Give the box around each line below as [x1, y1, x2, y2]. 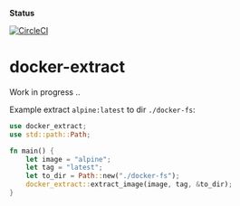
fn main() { [9, 146, 54, 155]
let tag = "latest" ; [25, 163, 103, 173]
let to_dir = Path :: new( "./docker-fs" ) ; [25, 172, 180, 181]
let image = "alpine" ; [25, 154, 111, 164]
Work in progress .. [9, 86, 81, 98]
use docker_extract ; [9, 121, 88, 130]
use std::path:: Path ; [9, 130, 91, 139]
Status [9, 8, 35, 18]
